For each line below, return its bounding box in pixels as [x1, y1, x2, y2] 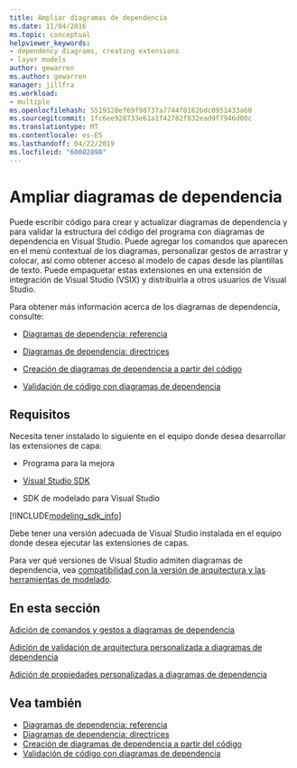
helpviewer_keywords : [9, 38, 91, 48]
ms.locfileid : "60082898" [9, 147, 107, 156]
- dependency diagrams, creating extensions [9, 47, 180, 56]
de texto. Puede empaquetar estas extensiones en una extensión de [9, 264, 263, 276]
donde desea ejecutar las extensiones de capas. [9, 538, 190, 548]
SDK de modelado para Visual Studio [22, 493, 161, 504]
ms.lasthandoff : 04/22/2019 [9, 139, 116, 148]
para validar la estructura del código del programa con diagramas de [9, 226, 265, 237]
